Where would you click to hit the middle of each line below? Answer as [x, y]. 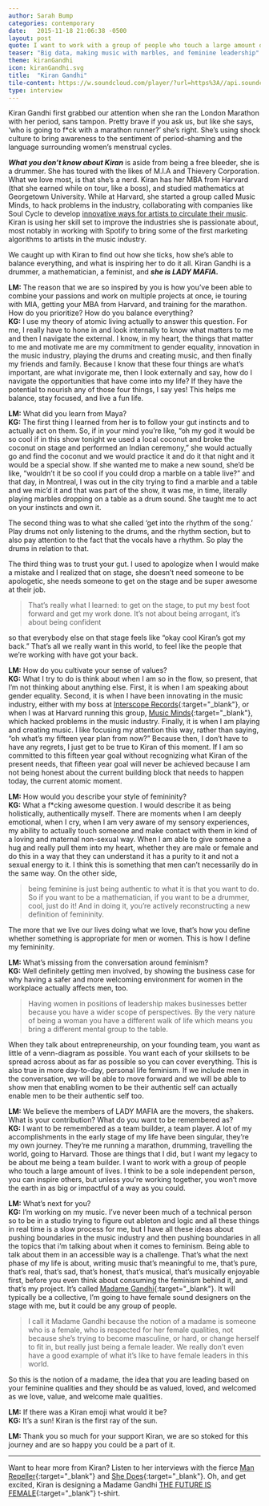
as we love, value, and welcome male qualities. [86, 1397]
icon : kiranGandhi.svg [46, 68]
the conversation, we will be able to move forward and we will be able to [127, 1079]
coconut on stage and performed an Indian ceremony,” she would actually [130, 448]
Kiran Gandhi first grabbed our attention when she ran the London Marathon [134, 113]
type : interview [35, 90]
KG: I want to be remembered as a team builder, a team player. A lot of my [130, 1128]
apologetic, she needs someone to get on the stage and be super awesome [133, 581]
